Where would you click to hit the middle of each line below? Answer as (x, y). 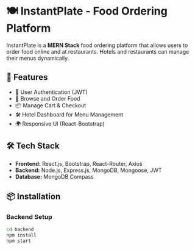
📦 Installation (34, 196)
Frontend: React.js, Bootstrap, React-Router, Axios (79, 163)
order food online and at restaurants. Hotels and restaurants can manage (98, 51)
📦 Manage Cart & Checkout (51, 105)
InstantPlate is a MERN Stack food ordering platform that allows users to (97, 45)
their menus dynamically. (38, 58)
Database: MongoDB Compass (54, 176)
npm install (21, 235)
